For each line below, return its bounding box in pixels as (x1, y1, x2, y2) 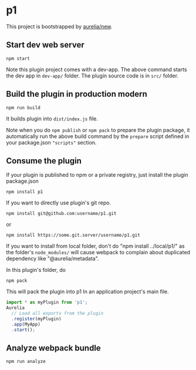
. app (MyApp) (11, 321, 41, 327)
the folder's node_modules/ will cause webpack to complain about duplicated (6, 249, 191, 256)
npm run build (6, 105, 41, 110)
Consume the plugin (6, 156, 82, 166)
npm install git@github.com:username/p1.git (6, 211, 117, 217)
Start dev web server (6, 40, 85, 50)
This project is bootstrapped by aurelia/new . (6, 23, 113, 30)
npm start (6, 55, 31, 62)
